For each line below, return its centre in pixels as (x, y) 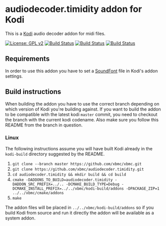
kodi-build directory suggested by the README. (55, 154)
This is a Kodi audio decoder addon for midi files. (55, 33)
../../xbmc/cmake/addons (38, 193)
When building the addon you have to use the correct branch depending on (82, 104)
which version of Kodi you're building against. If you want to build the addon (83, 109)
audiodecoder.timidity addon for (74, 9)
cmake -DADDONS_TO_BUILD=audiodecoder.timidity (62, 180)
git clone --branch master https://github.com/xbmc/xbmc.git (77, 164)
